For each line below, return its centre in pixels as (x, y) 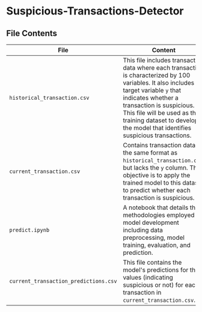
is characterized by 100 (157, 75)
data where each (147, 68)
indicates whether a (151, 98)
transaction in (142, 292)
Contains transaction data (159, 145)
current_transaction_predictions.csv (63, 281)
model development (151, 222)
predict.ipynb (29, 230)
